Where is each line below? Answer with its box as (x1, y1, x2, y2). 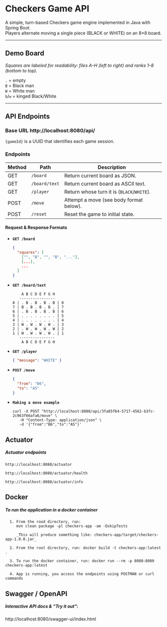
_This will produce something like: (16, 532, 92, 537)
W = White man (5, 88, 35, 94)
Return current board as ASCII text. (64, 180, 146, 187)
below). (64, 203, 82, 209)
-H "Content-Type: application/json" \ (19, 418, 102, 423)
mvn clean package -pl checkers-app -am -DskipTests (16, 523, 128, 529)
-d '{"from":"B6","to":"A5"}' (19, 422, 82, 427)
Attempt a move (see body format (64, 196, 143, 203)
